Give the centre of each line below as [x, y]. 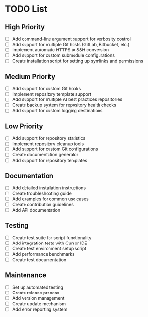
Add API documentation [36, 210]
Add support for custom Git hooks [47, 89]
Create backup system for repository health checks [64, 105]
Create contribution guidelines [43, 204]
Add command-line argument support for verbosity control [72, 39]
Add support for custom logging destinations [57, 111]
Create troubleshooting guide [42, 193]
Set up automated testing [38, 287]
